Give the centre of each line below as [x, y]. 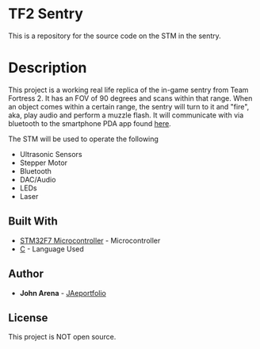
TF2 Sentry [46, 14]
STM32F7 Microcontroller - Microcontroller [90, 240]
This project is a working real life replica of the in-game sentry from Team [128, 90]
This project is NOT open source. [62, 337]
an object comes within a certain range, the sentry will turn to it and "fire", [129, 106]
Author [26, 274]
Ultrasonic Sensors [51, 154]
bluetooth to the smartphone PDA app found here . [90, 123]
